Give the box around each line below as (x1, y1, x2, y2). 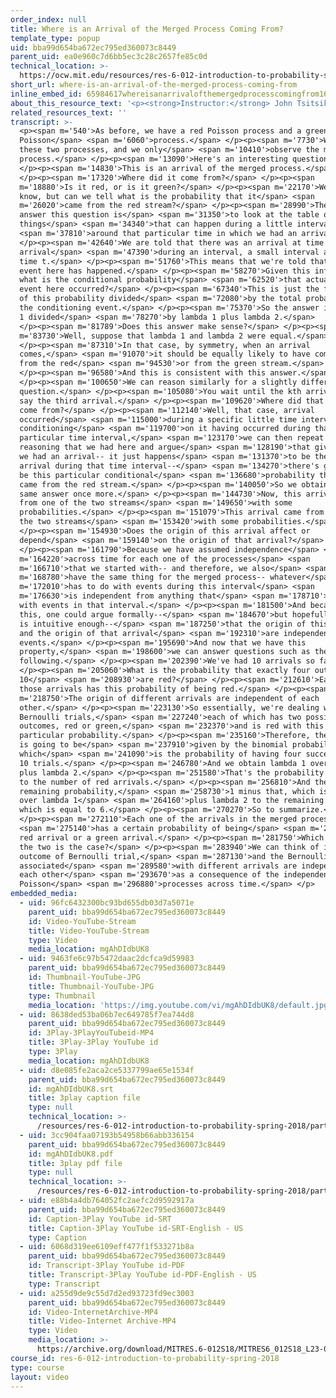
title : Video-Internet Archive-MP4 (28, 1316, 177, 1326)
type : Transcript (28, 1279, 101, 1289)
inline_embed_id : (10, 89, 83, 99)
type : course (10, 1362, 65, 1373)
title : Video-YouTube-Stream (28, 926, 150, 936)
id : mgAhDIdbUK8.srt (28, 1084, 114, 1094)
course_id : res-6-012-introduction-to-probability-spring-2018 (10, 1353, 280, 1363)
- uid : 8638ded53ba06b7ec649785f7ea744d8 (19, 1009, 195, 1020)
